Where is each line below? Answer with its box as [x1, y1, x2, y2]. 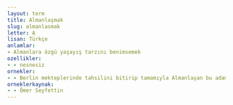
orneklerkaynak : [7, 81, 54, 88]
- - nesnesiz [7, 61, 45, 68]
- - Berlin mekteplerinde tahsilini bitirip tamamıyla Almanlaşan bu [7, 74, 213, 82]
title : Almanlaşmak [7, 17, 64, 23]
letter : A [7, 29, 36, 37]
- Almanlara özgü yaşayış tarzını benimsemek [7, 49, 141, 56]
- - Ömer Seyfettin [7, 87, 64, 94]
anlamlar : [7, 42, 36, 49]
